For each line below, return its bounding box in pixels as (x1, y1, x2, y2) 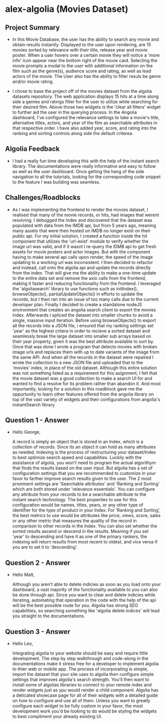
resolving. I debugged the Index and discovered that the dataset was (12, 217, 152, 223)
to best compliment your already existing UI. (12, 714, 103, 720)
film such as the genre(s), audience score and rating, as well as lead (12, 68, 152, 74)
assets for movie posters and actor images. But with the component (12, 249, 151, 255)
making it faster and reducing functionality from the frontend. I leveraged (12, 280, 161, 286)
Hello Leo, (12, 641, 33, 647)
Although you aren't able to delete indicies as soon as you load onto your (12, 582, 161, 588)
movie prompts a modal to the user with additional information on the (12, 63, 153, 68)
